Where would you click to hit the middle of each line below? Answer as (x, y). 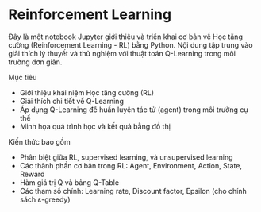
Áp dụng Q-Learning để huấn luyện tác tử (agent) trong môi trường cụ (134, 110)
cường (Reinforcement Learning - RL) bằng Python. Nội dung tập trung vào (130, 44)
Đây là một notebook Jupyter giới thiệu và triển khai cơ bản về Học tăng (126, 37)
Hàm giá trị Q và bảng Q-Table (69, 182)
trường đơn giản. (35, 62)
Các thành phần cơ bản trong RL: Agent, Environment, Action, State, (131, 165)
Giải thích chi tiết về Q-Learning (72, 101)
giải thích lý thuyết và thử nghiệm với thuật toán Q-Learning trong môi (122, 53)
